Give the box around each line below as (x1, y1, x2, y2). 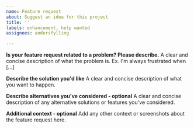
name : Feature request (6, 8, 61, 15)
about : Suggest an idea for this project (6, 14, 109, 20)
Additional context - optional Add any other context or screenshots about (6, 110, 185, 117)
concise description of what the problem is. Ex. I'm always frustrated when (6, 58, 186, 65)
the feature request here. (6, 116, 66, 123)
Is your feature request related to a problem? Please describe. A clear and (6, 51, 188, 58)
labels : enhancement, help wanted (6, 25, 91, 31)
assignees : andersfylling (6, 30, 69, 36)
